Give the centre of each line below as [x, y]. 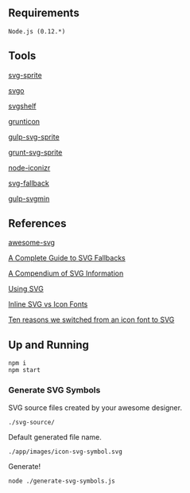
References [37, 223]
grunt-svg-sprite [35, 152]
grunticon [24, 121]
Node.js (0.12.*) [37, 31]
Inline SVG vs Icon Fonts [48, 304]
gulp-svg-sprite [34, 137]
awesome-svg [32, 243]
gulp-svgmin [29, 198]
